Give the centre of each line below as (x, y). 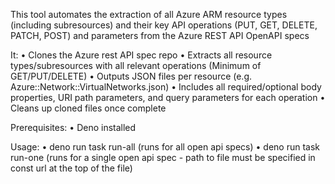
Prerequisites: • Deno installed (73, 127)
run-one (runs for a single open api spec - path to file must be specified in (163, 157)
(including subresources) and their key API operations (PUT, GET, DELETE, (164, 25)
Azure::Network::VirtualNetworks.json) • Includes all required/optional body (166, 87)
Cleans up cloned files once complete (88, 108)
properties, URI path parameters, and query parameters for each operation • (168, 97)
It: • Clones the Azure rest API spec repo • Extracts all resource (141, 55)
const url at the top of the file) (71, 168)
